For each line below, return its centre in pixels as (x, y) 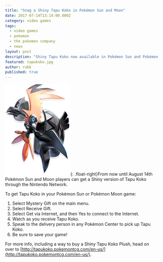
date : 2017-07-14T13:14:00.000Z (38, 15)
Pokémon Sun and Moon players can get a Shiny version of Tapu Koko (76, 179)
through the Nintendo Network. (36, 185)
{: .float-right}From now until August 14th (112, 174)
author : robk (18, 67)
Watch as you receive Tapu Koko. (46, 219)
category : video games (28, 21)
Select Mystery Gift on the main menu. (51, 203)
